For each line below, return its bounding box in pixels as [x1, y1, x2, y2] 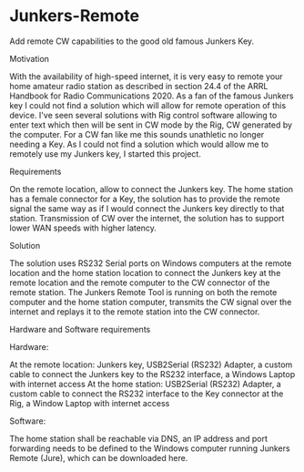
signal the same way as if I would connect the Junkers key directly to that [9, 202, 285, 214]
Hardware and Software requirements [9, 323, 151, 334]
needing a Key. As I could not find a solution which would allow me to [9, 139, 269, 149]
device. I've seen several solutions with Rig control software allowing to [9, 109, 278, 120]
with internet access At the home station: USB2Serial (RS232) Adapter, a [9, 378, 282, 389]
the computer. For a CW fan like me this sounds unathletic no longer [9, 128, 265, 139]
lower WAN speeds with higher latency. [9, 222, 157, 233]
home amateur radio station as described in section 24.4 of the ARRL [9, 80, 269, 91]
